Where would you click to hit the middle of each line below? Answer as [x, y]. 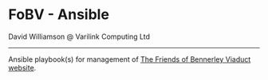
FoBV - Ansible [59, 15]
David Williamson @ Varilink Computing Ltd [79, 36]
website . [22, 67]
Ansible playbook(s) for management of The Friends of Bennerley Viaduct [130, 59]
